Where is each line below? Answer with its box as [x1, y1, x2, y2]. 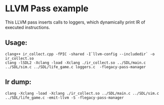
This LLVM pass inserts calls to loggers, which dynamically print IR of [5, 19, 146, 25]
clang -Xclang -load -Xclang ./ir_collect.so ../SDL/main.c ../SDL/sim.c [5, 91, 160, 96]
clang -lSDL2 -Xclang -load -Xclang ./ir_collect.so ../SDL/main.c [5, 60, 146, 65]
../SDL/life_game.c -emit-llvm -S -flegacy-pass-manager [5, 95, 124, 100]
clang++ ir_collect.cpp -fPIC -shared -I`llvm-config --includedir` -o [5, 52, 155, 56]
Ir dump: [5, 78, 32, 86]
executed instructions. [5, 24, 50, 30]
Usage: [5, 39, 28, 47]
